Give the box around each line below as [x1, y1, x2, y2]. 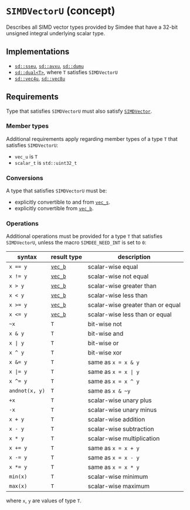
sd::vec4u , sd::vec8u [14, 75, 66, 82]
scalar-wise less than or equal [87, 310, 172, 319]
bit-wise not [87, 320, 122, 328]
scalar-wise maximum [87, 482, 150, 491]
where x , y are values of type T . [6, 497, 82, 504]
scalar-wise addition [87, 416, 145, 424]
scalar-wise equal [87, 263, 138, 271]
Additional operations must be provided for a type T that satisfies [6, 233, 163, 240]
